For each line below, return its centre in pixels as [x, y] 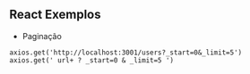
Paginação [42, 36]
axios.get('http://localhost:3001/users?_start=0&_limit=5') [126, 53]
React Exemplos [55, 15]
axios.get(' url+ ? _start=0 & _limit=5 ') [92, 60]
